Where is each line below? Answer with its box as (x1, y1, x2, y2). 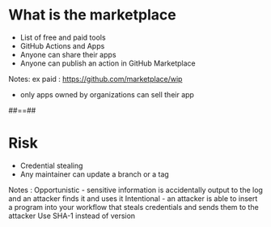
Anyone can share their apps (19, 49, 116, 59)
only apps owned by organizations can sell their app (19, 89, 194, 99)
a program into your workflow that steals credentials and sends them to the (8, 202, 259, 212)
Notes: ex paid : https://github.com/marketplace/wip (8, 74, 183, 84)
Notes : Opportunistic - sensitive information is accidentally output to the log (8, 185, 263, 195)
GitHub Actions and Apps (19, 41, 105, 50)
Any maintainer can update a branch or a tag (19, 169, 170, 179)
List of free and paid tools (19, 32, 107, 42)
